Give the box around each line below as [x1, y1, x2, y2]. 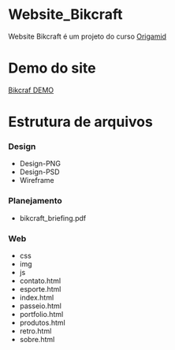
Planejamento [8, 195, 63, 207]
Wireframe [19, 176, 54, 185]
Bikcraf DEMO [8, 85, 54, 95]
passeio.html [19, 301, 61, 311]
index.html [19, 292, 54, 302]
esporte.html [19, 284, 61, 293]
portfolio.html [19, 309, 64, 318]
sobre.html [19, 334, 55, 344]
